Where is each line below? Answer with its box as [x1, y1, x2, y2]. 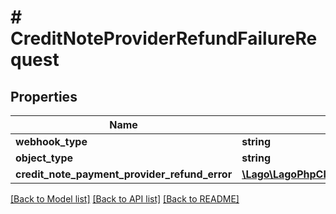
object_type [15, 151, 74, 165]
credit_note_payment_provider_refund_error [15, 167, 233, 181]
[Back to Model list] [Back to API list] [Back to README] [10, 193, 240, 205]
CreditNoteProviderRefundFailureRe [10, 27, 318, 50]
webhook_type [15, 135, 88, 148]
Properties [10, 88, 78, 105]
